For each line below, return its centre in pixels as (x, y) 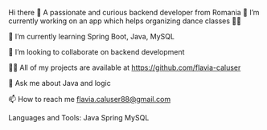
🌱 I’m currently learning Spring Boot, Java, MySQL (92, 37)
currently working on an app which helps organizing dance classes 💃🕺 (125, 21)
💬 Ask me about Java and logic (60, 83)
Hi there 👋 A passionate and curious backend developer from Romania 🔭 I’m (134, 12)
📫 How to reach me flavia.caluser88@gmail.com (90, 99)
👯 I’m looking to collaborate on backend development (97, 52)
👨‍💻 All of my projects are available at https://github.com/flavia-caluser (125, 67)
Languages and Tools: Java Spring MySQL (79, 118)
